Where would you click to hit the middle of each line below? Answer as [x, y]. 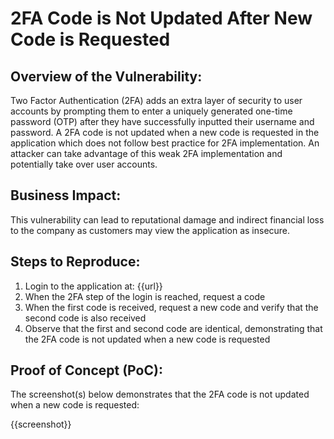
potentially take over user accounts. [84, 164]
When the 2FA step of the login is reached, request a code [145, 296]
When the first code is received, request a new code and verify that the [171, 307]
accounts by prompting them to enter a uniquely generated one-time [151, 111]
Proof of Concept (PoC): [86, 370]
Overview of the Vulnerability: [106, 76]
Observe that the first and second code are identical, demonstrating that [173, 328]
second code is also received [85, 318]
